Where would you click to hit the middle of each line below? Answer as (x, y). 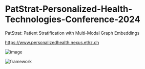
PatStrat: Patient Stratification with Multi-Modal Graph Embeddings (72, 33)
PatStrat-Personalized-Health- (69, 9)
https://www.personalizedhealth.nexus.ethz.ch (52, 42)
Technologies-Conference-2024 (73, 19)
